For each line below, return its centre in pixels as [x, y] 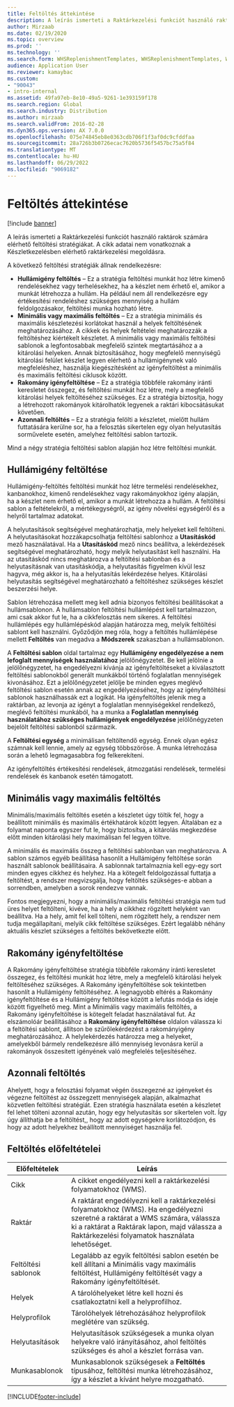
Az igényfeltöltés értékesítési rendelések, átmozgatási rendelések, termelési [117, 769]
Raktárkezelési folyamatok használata [133, 1235]
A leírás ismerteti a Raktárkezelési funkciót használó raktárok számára [108, 236]
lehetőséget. [91, 1244]
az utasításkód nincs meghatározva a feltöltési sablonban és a [96, 559]
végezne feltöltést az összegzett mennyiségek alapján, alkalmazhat [104, 1097]
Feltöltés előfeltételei [54, 1149]
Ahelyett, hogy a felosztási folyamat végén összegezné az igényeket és [110, 1090]
